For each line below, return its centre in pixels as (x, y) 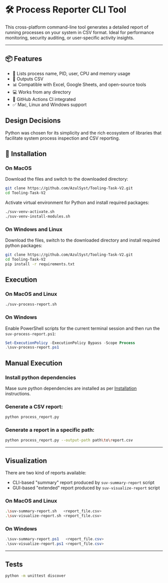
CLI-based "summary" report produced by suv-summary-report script (83, 483)
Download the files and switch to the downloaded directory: (67, 179)
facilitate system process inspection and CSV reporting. (62, 138)
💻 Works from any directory (41, 92)
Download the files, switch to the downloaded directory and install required (82, 240)
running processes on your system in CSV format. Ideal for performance (79, 32)
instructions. (18, 393)
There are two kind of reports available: (46, 473)
